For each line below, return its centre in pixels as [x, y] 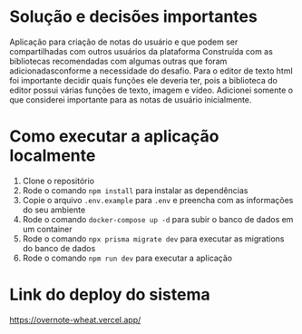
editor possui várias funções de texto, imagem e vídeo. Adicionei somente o [151, 90]
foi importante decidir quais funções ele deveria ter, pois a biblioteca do [144, 80]
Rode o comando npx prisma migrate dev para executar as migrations [153, 239]
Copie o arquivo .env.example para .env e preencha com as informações [158, 200]
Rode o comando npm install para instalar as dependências [135, 190]
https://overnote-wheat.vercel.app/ [75, 319]
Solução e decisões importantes [134, 17]
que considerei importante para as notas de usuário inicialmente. [131, 99]
